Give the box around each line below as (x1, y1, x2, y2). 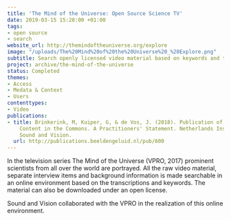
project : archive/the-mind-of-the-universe (7, 61, 134, 68)
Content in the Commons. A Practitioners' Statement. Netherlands (19, 125, 214, 132)
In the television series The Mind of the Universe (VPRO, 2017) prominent (7, 157, 214, 165)
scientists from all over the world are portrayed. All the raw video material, (7, 164, 217, 173)
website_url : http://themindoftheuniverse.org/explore (7, 42, 168, 49)
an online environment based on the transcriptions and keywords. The (7, 179, 206, 187)
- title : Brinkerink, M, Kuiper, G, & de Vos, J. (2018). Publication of (7, 118, 223, 126)
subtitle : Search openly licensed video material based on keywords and (7, 55, 220, 62)
